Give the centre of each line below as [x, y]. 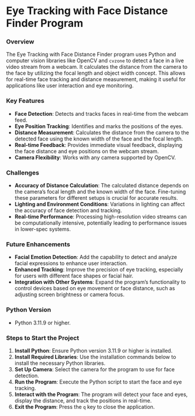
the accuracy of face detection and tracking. [68, 210]
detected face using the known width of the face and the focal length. [99, 139]
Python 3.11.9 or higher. [43, 323]
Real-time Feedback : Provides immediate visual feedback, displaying [98, 145]
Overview [20, 42]
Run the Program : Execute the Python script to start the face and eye [98, 382]
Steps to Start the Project [43, 338]
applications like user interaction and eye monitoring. [70, 86]
